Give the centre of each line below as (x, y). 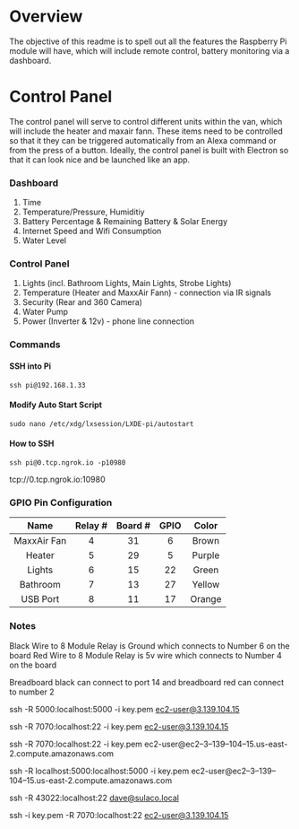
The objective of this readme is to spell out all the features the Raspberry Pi (148, 41)
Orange (206, 599)
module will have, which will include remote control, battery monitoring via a (149, 50)
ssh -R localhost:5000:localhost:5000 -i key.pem (99, 771)
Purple (206, 555)
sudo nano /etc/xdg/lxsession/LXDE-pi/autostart (102, 423)
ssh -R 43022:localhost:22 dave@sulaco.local (94, 798)
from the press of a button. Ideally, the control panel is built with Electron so (149, 150)
